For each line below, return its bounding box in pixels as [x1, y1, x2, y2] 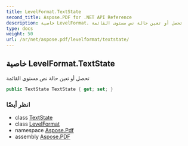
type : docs [6, 25, 33, 32]
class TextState [14, 114, 53, 121]
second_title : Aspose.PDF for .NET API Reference [6, 14, 132, 20]
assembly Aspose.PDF [14, 133, 70, 140]
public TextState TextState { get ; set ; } [6, 86, 113, 92]
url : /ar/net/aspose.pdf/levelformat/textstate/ [6, 36, 130, 42]
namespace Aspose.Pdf [14, 126, 74, 133]
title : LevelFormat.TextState [6, 8, 82, 15]
